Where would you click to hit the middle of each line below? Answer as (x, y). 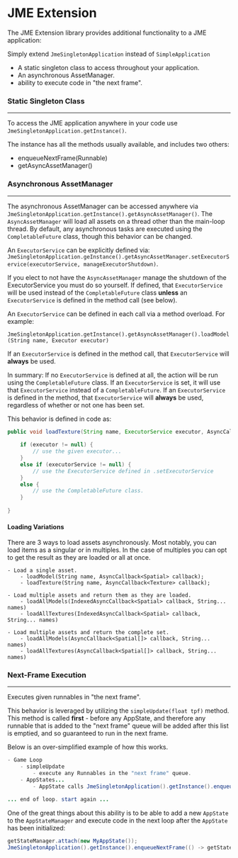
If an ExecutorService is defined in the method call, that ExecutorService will (118, 354)
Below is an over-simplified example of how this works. (88, 747)
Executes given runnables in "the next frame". (74, 697)
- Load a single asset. (42, 571)
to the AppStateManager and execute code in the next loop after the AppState (118, 820)
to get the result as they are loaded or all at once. (79, 558)
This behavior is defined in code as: (59, 419)
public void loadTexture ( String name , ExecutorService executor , (106, 431)
